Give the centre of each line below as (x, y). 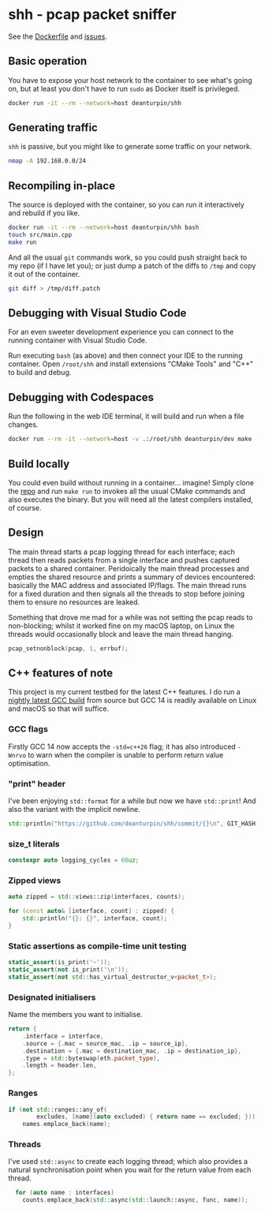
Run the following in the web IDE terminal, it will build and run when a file (126, 417)
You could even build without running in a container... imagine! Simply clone (131, 482)
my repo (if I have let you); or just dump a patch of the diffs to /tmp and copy (132, 265)
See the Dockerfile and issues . (58, 36)
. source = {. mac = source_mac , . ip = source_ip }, (106, 1043)
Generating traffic (53, 128)
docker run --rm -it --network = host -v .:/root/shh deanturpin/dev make (130, 440)
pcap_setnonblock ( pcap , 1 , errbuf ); (68, 649)
